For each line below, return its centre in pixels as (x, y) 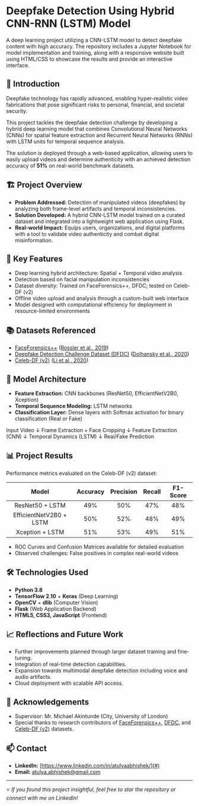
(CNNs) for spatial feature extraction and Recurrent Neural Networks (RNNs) (99, 135)
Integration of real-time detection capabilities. (70, 665)
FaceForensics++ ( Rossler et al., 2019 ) (62, 348)
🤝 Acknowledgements (48, 702)
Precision (124, 492)
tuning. (23, 658)
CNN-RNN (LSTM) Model (68, 23)
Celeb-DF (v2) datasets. (44, 729)
